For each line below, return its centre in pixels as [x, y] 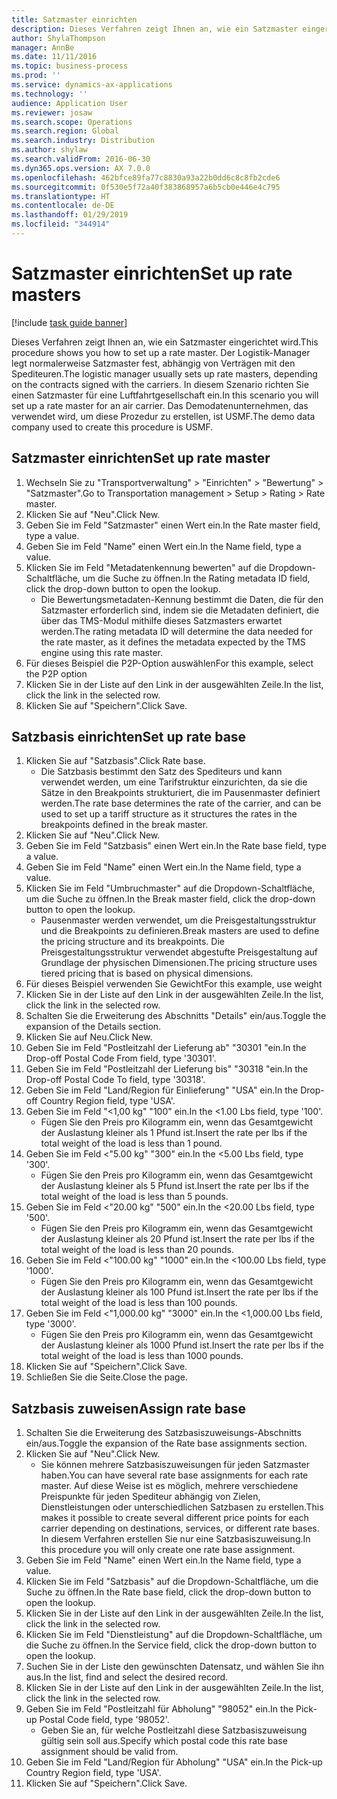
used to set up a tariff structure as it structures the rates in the [169, 814]
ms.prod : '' [36, 76]
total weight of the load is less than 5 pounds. [134, 1197]
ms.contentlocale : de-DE [63, 206]
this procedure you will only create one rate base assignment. [168, 1550]
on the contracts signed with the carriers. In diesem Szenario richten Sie [160, 384]
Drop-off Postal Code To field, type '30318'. [115, 1080]
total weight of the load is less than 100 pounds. [139, 1303]
